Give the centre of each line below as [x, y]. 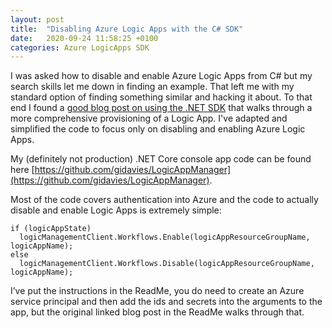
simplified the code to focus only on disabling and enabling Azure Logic [158, 129]
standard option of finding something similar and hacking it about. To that [161, 97]
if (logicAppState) [51, 229]
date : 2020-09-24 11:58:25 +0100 [84, 38]
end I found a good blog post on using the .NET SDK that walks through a [161, 108]
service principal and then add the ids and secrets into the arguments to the [166, 302]
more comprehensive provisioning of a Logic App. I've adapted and [149, 118]
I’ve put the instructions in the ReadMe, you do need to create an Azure [157, 291]
